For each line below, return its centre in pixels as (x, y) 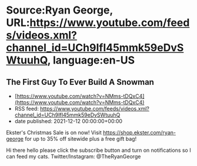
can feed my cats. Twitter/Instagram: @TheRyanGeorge (74, 156)
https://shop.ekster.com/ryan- (139, 132)
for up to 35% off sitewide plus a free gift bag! (81, 139)
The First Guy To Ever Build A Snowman (80, 82)
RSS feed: (27, 109)
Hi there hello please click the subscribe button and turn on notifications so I (98, 150)
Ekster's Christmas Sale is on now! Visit (54, 132)
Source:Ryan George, (59, 10)
